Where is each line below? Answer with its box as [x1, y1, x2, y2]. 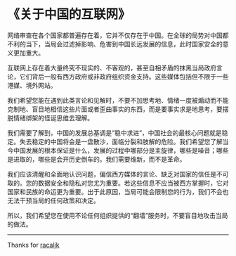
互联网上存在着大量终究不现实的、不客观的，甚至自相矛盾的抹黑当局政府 [7, 63, 216, 72]
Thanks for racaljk [7, 241, 60, 249]
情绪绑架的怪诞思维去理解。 [13, 113, 93, 122]
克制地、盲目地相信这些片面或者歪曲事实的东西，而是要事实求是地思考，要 [7, 105, 223, 113]
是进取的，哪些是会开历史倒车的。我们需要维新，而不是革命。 [7, 155, 186, 163]
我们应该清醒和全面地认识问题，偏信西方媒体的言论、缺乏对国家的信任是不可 [7, 169, 229, 178]
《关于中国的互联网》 [7, 6, 131, 23]
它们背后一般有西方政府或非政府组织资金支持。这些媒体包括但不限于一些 [19, 72, 229, 81]
